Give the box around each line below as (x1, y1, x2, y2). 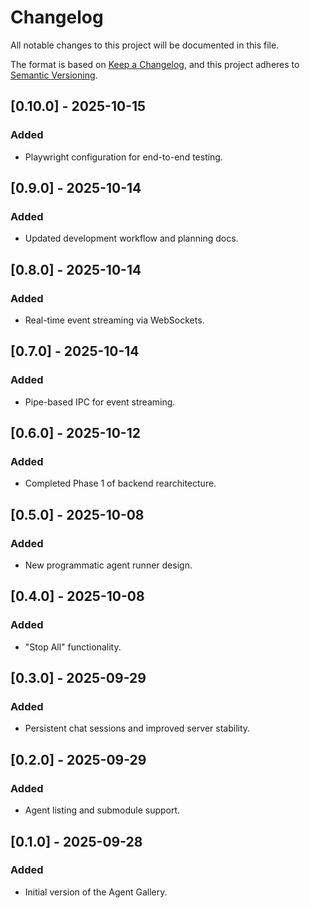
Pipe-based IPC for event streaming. (24, 396, 176, 408)
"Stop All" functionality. (24, 641, 122, 653)
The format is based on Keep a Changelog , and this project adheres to (10, 58, 300, 70)
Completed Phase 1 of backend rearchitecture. (24, 477, 217, 490)
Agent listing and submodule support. (24, 804, 181, 816)
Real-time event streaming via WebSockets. (24, 314, 205, 326)
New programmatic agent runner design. (24, 559, 193, 571)
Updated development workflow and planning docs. (24, 232, 239, 245)
